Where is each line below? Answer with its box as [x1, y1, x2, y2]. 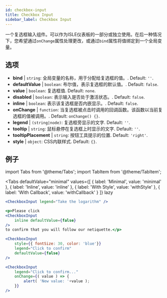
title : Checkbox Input [5, 12, 53, 17]
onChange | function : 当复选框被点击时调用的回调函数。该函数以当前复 [12, 107, 163, 113]
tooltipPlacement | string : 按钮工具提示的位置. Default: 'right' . [12, 132, 148, 138]
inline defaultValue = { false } [14, 218, 76, 223]
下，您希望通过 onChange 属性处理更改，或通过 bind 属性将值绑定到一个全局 [5, 38, 158, 44]
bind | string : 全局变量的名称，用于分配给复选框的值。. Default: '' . [12, 75, 154, 81]
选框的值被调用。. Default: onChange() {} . [12, 113, 100, 120]
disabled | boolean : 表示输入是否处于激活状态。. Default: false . [12, 94, 145, 100]
